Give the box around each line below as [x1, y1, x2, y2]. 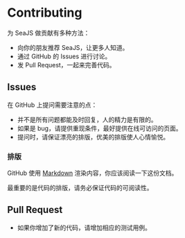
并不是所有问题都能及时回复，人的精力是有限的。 [17, 115, 157, 124]
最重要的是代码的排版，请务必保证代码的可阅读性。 [7, 184, 153, 192]
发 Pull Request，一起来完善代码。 [17, 60, 116, 69]
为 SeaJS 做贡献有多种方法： [7, 28, 90, 37]
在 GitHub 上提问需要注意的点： [7, 101, 98, 109]
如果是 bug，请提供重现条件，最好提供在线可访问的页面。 [17, 124, 182, 133]
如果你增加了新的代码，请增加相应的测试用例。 [17, 223, 151, 232]
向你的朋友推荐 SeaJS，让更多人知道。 [17, 43, 129, 51]
